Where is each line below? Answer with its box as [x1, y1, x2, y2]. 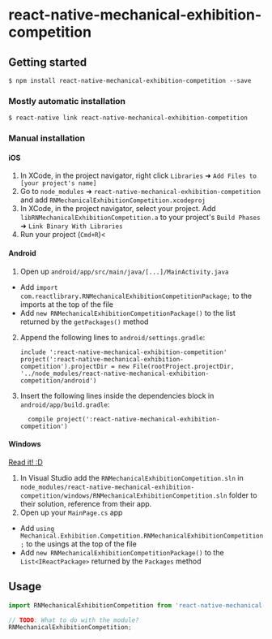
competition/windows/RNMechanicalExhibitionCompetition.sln [19, 491, 227, 500]
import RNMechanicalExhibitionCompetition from [8, 601, 172, 610]
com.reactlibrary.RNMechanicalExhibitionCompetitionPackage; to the [19, 291, 253, 300]
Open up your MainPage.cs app [19, 507, 123, 517]
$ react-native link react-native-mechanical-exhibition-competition [8, 114, 249, 123]
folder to [228, 490, 257, 500]
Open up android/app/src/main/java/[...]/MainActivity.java [19, 266, 229, 276]
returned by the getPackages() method [19, 317, 149, 326]
